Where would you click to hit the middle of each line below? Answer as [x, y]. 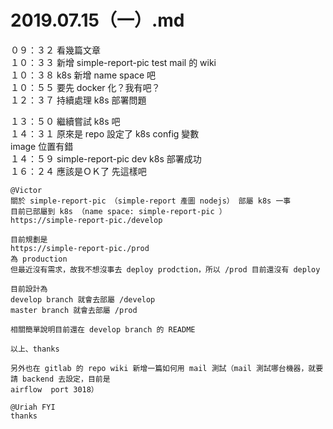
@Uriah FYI [33, 407]
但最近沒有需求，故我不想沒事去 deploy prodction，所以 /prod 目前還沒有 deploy [165, 269]
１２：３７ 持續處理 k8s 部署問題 [78, 100]
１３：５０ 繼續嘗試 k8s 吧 [65, 121]
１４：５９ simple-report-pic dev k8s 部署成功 [106, 158]
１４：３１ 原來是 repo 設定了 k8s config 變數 [105, 133]
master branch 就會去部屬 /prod [74, 310]
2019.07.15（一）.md [97, 20]
